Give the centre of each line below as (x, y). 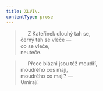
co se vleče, (35, 46)
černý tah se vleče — (46, 40)
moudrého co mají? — (47, 76)
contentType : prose (30, 17)
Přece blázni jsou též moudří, (63, 63)
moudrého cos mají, (44, 69)
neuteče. (31, 52)
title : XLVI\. (23, 11)
